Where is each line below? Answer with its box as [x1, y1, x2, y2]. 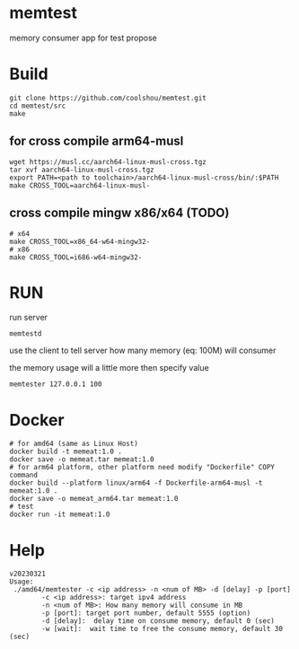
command [9, 470, 39, 480]
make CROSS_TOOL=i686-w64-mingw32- [9, 252, 143, 262]
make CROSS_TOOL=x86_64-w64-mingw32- [9, 237, 151, 246]
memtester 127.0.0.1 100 [9, 380, 102, 389]
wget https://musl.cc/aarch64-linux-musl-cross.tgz [9, 157, 207, 166]
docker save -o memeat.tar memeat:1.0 [9, 455, 154, 464]
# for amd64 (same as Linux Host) [9, 439, 139, 449]
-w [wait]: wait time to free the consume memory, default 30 [41, 625, 283, 634]
